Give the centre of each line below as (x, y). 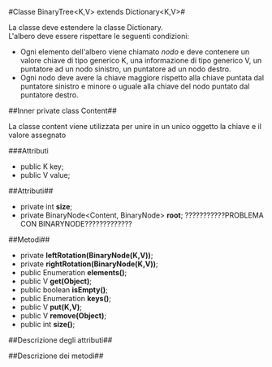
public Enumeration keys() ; (65, 298)
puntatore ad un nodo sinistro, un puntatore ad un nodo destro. (125, 69)
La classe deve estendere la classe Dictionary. (86, 27)
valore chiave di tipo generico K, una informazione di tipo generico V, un (141, 60)
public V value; (45, 175)
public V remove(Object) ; (63, 315)
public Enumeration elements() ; (73, 272)
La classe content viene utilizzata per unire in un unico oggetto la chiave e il (135, 126)
